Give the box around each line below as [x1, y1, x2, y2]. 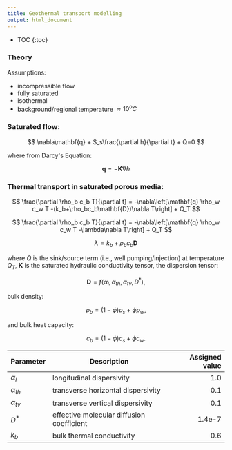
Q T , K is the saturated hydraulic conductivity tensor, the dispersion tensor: [7, 261, 219, 271]
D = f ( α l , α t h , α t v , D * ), [86, 276, 146, 287]
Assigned [189, 352, 222, 362]
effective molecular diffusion [52, 410, 146, 420]
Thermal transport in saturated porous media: [7, 182, 164, 191]
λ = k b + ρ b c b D [94, 239, 138, 248]
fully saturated [17, 89, 59, 97]
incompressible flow [17, 81, 75, 90]
